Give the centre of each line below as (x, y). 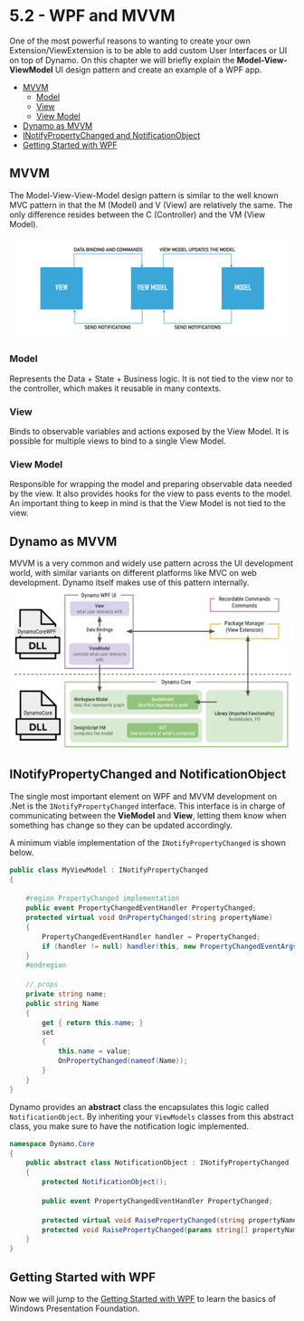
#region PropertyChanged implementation (103, 899)
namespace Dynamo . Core (52, 1144)
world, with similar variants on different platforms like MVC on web (133, 573)
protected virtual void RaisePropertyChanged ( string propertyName (170, 1220)
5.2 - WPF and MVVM (92, 16)
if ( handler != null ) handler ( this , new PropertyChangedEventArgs (170, 946)
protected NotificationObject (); (105, 1182)
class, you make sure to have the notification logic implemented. (129, 1126)
